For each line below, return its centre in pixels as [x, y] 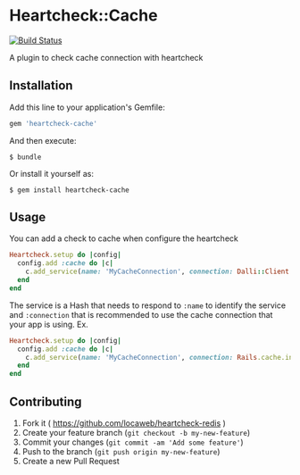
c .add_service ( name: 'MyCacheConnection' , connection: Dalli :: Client [158, 272]
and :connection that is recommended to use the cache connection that [141, 314]
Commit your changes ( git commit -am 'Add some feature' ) [133, 442]
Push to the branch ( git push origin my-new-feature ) [121, 451]
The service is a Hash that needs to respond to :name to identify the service [148, 305]
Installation [41, 86]
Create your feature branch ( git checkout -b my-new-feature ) [136, 433]
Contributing [46, 401]
